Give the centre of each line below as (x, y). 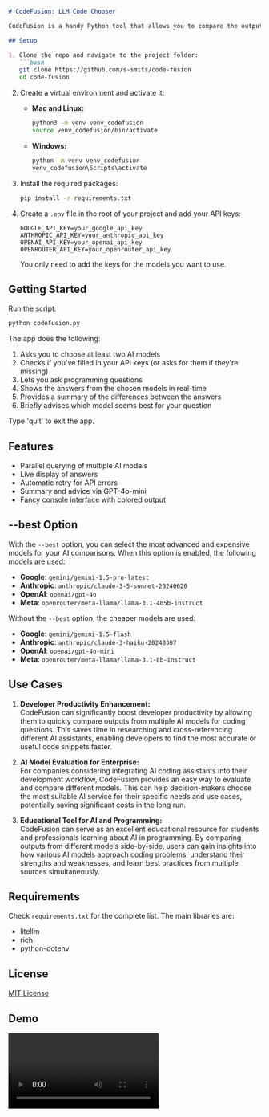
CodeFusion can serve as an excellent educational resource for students (139, 829)
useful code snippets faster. (66, 746)
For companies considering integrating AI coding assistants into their (133, 770)
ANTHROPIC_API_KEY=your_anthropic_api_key (92, 235)
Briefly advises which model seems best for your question (116, 406)
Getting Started (48, 289)
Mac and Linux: (58, 108)
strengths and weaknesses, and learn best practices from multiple (129, 862)
